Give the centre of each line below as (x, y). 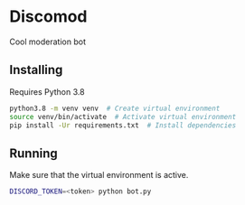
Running (34, 153)
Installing (36, 70)
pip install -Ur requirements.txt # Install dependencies (123, 125)
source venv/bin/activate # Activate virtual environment (123, 116)
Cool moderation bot (47, 42)
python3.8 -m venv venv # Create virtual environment (115, 108)
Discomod (48, 17)
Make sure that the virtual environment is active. (99, 175)
